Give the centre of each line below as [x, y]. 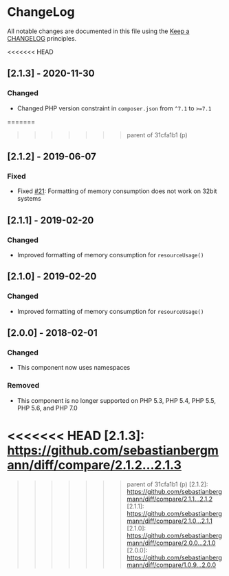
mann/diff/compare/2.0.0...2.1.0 [171, 543]
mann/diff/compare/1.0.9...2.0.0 [172, 565]
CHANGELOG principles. [42, 38]
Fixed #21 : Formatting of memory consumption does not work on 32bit [117, 191]
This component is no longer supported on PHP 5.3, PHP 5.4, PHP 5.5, [117, 400]
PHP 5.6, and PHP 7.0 [47, 408]
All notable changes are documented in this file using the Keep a [98, 31]
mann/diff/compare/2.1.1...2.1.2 [170, 499]
